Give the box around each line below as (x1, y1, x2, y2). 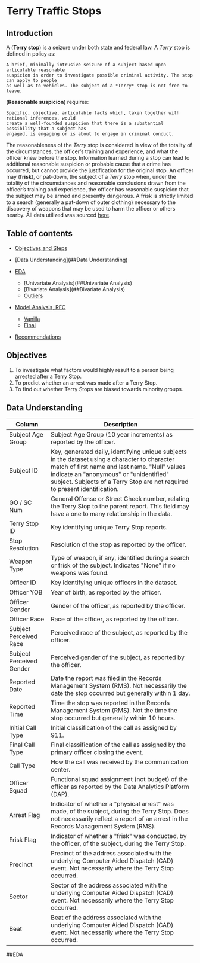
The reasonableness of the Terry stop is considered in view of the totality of (6, 142, 192, 148)
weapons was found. (50, 569, 109, 577)
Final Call (9, 740, 35, 749)
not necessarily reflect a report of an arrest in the (50, 815, 188, 823)
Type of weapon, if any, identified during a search (50, 554, 190, 562)
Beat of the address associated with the (50, 913, 162, 922)
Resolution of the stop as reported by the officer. (50, 540, 186, 548)
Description (104, 420, 138, 429)
